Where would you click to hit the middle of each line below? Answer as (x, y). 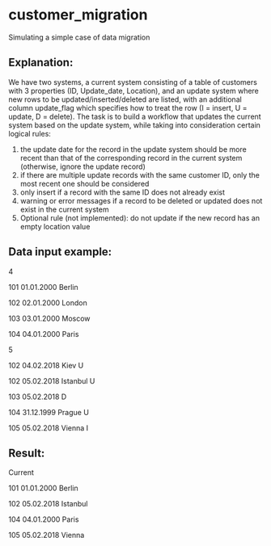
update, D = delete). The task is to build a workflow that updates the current (135, 116)
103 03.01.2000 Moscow (49, 318)
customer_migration (78, 15)
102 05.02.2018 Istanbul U (52, 380)
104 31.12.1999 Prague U (49, 412)
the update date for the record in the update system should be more (133, 149)
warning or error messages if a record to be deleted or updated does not (141, 200)
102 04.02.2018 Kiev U (46, 365)
